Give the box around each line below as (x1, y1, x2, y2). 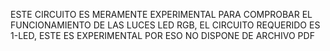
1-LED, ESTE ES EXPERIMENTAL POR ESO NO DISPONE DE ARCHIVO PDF (10, 30, 315, 41)
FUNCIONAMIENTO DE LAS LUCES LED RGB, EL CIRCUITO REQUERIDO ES (10, 19, 321, 31)
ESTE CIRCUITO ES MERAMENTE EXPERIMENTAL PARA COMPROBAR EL (10, 9, 313, 20)
